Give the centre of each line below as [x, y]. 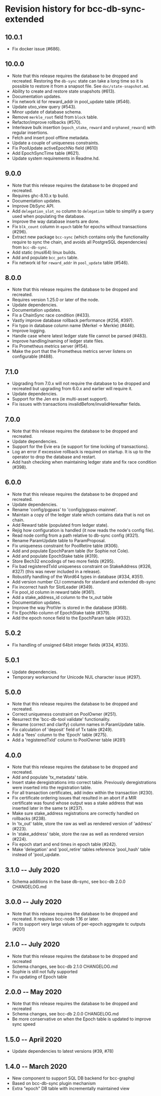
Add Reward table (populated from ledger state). [60, 525]
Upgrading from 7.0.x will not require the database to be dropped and [81, 383]
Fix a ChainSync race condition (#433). [51, 315]
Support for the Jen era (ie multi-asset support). [60, 399]
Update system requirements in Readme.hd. [56, 158]
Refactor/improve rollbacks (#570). [47, 122]
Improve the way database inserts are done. [56, 221]
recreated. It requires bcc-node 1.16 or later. [55, 919]
